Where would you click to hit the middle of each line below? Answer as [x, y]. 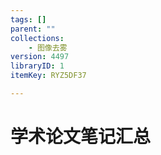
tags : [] [28, 19]
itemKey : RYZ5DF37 [48, 76]
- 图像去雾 [48, 47]
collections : [37, 38]
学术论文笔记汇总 [81, 137]
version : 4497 [40, 57]
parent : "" [33, 29]
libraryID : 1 [37, 66]
